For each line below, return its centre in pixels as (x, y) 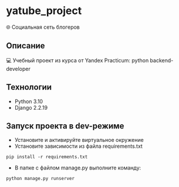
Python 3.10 (28, 101)
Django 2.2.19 (31, 107)
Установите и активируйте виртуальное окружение (79, 140)
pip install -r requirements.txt (47, 157)
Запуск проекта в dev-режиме (65, 126)
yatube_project (44, 11)
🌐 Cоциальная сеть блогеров (43, 27)
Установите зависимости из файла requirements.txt (78, 146)
